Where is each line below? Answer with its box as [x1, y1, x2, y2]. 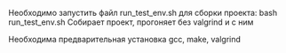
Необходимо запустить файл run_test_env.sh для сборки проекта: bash [8, 8, 278, 18]
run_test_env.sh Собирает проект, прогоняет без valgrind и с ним [8, 17, 254, 27]
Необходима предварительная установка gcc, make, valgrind [8, 34, 242, 44]
